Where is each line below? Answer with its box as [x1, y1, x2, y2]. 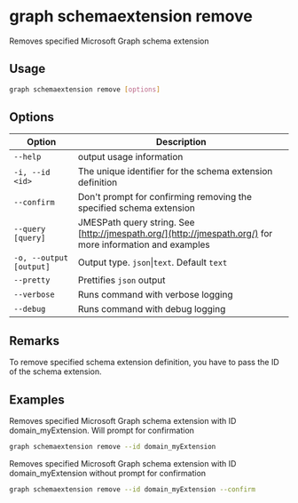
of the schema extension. [9, 366, 102, 377]
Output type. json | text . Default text [78, 256, 228, 268]
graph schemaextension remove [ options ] [9, 84, 161, 94]
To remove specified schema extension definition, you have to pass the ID [9, 357, 279, 368]
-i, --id [13, 167, 51, 178]
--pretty [13, 275, 51, 285]
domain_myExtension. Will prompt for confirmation [9, 425, 195, 436]
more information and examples [78, 238, 210, 251]
